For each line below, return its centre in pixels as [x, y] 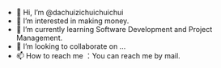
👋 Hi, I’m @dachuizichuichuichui [70, 12]
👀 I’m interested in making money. [72, 21]
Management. [39, 38]
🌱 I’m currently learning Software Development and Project [114, 29]
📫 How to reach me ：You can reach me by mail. [98, 56]
